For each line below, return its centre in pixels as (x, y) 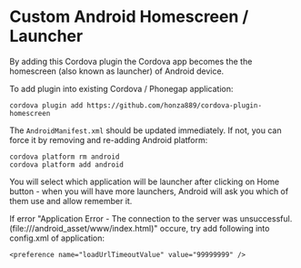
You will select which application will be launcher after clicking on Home (145, 181)
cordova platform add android (67, 165)
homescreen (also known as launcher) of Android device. (117, 71)
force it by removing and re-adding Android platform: (109, 139)
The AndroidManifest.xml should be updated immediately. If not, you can (145, 130)
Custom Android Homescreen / (129, 17)
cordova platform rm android (65, 157)
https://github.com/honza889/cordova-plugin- (174, 105)
